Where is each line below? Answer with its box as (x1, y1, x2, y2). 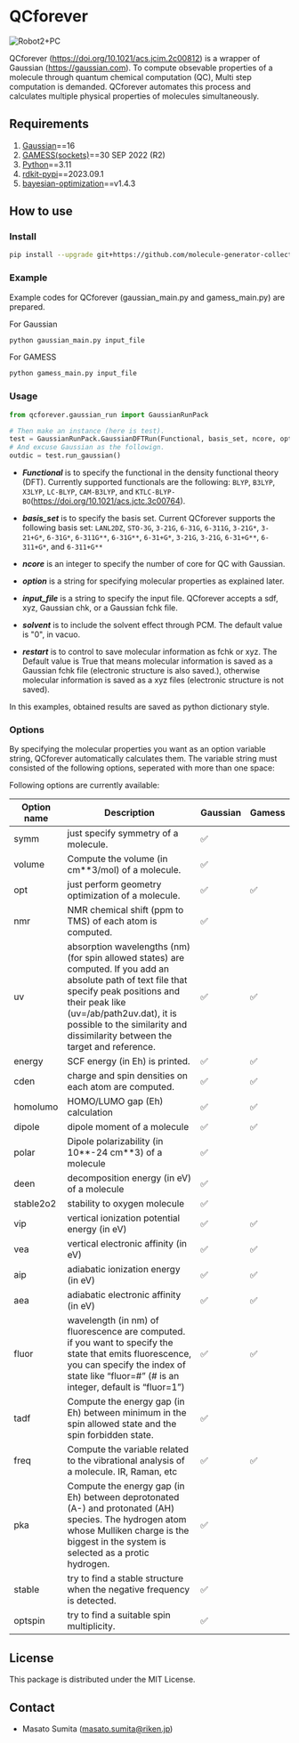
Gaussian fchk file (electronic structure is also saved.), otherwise (21, 666, 261, 676)
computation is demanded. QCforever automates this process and (9, 81, 251, 92)
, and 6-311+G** (45, 541, 103, 553)
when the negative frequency (67, 1584, 190, 1596)
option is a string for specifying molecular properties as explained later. (21, 576, 285, 586)
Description (103, 807, 156, 819)
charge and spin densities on (67, 1069, 189, 1082)
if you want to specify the (67, 1336, 174, 1349)
